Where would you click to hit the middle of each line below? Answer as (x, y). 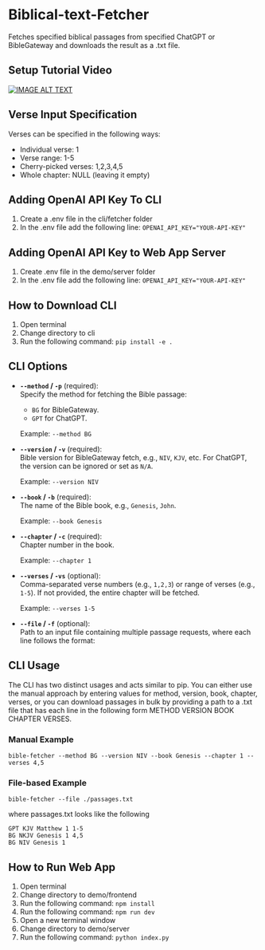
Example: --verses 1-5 (57, 608)
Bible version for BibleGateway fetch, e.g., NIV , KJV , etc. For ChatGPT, (133, 457)
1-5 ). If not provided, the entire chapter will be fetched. (110, 593)
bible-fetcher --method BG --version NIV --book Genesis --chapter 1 (126, 755)
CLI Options (38, 367)
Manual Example (41, 739)
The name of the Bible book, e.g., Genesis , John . (98, 505)
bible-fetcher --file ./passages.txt (71, 799)
